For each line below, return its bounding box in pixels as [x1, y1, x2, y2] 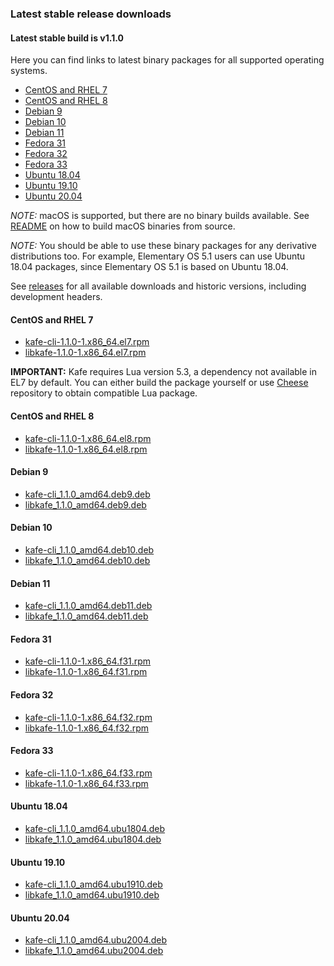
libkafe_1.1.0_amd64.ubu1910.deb [24, 889, 160, 901]
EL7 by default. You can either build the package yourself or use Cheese [10, 377, 309, 389]
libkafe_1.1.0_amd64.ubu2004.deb [24, 945, 164, 957]
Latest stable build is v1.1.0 [10, 32, 124, 44]
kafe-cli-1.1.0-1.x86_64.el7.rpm [24, 336, 150, 348]
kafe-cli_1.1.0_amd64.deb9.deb [24, 488, 151, 500]
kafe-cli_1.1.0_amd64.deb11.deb [24, 600, 153, 612]
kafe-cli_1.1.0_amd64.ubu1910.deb [24, 878, 163, 891]
